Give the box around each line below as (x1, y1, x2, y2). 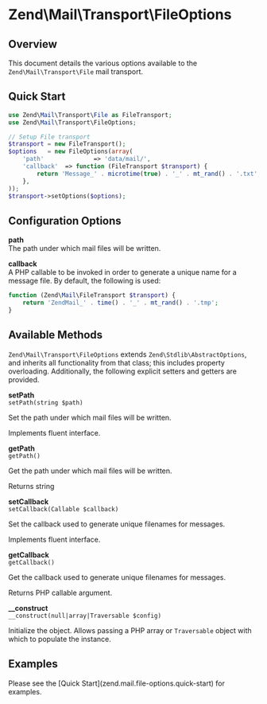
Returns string (8, 481, 55, 491)
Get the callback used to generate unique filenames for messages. (8, 572, 226, 582)
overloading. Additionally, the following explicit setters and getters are (8, 366, 237, 376)
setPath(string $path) (8, 398, 83, 407)
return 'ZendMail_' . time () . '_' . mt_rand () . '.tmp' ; (22, 299, 219, 307)
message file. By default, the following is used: (8, 276, 161, 286)
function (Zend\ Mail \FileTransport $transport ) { (8, 291, 176, 299)
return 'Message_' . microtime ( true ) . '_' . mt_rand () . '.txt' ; (37, 170, 261, 178)
